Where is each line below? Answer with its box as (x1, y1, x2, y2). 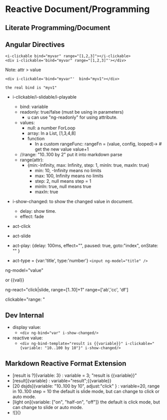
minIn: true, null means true (34, 184, 91, 190)
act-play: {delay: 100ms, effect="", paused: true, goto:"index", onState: (12, 243, 158, 249)
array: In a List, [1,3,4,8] (27, 130, 76, 136)
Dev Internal (5, 311, 44, 319)
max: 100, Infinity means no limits (34, 173, 103, 179)
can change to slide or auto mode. (12, 404, 83, 410)
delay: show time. (19, 208, 56, 214)
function (27, 136, 45, 142)
